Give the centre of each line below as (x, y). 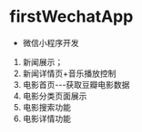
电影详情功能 (46, 118)
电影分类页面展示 (55, 96)
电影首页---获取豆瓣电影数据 (76, 84)
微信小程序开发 (51, 42)
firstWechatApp (71, 17)
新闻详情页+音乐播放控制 (69, 73)
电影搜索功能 (46, 107)
